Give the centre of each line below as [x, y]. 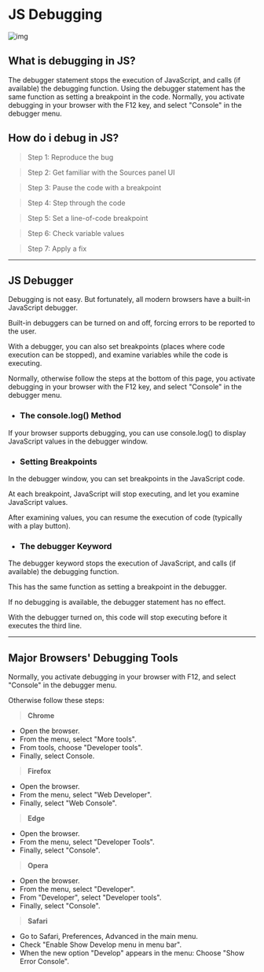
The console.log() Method [70, 416]
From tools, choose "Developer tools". [81, 748]
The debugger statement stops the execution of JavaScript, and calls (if [125, 79]
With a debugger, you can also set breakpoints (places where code [117, 347]
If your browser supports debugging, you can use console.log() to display [127, 433]
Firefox [39, 771]
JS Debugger [41, 280]
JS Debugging [55, 15]
